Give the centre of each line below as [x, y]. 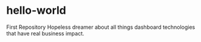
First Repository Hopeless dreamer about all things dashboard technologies [101, 27]
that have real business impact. [46, 33]
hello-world [36, 10]
